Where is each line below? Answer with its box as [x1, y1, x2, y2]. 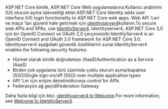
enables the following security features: [5, 47, 88, 52]
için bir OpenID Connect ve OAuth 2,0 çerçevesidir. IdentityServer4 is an [5, 31, 154, 36]
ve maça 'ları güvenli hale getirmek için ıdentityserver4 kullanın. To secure [5, 20, 157, 26]
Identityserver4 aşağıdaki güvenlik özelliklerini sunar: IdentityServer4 [5, 41, 147, 47]
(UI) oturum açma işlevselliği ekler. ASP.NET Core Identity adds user [5, 9, 145, 15]
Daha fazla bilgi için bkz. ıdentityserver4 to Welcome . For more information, [5, 92, 160, 98]
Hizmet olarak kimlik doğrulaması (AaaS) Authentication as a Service [12, 56, 153, 62]
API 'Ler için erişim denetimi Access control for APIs [12, 77, 119, 83]
